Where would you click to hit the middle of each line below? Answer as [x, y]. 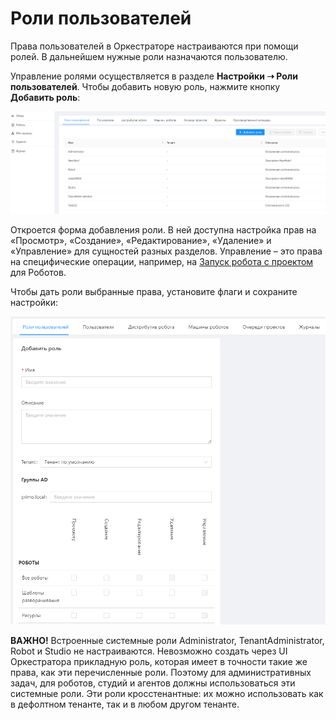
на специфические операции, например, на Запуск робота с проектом [162, 261]
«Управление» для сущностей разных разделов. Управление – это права [166, 251]
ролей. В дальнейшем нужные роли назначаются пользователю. [149, 56]
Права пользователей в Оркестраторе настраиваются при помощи [154, 46]
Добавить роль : [45, 97]
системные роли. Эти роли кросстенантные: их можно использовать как [167, 693]
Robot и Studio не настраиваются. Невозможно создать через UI [149, 651]
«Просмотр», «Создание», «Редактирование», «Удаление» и [141, 240]
